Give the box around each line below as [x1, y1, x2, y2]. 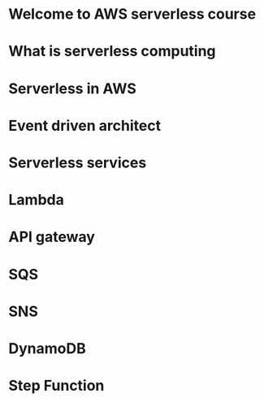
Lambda [8, 191, 65, 210]
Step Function [8, 377, 105, 395]
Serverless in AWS [8, 79, 136, 97]
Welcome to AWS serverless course [8, 5, 257, 24]
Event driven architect [8, 116, 161, 135]
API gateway [8, 228, 96, 246]
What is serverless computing [8, 42, 217, 61]
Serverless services [8, 153, 147, 171]
